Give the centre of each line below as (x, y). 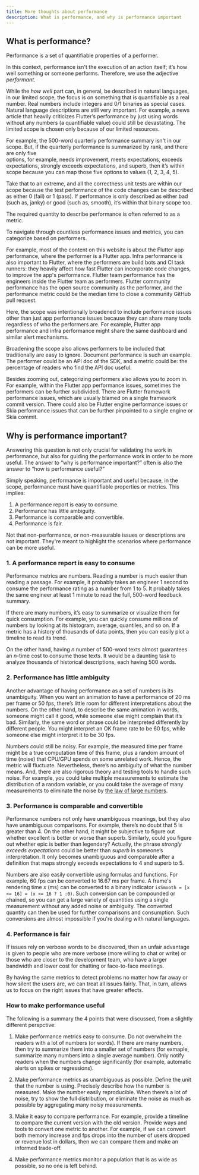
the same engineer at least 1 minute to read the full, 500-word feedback (94, 595)
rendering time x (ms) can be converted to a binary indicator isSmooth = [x (98, 887)
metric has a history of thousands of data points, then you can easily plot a (98, 632)
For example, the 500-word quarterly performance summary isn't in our (94, 141)
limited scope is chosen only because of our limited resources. (83, 129)
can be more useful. (31, 548)
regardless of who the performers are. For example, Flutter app (83, 325)
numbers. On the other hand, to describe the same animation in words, (93, 709)
